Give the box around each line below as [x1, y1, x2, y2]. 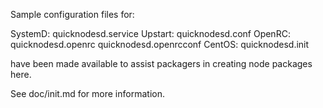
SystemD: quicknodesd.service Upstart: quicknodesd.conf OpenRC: [10, 28, 291, 39]
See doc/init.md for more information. [10, 88, 165, 99]
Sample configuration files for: [10, 9, 135, 20]
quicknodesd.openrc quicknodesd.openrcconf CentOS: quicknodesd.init [10, 39, 310, 50]
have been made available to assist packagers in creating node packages [10, 58, 313, 69]
